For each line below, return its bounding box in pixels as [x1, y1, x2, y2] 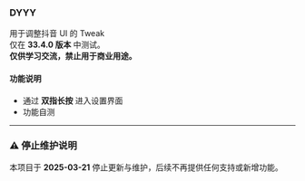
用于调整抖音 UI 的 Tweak [9, 28, 105, 39]
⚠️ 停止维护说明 [9, 139, 77, 152]
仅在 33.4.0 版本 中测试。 [9, 39, 106, 51]
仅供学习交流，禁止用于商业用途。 [9, 51, 137, 62]
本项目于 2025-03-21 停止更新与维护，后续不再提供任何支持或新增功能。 [9, 161, 283, 173]
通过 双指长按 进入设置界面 [22, 95, 123, 106]
